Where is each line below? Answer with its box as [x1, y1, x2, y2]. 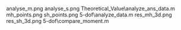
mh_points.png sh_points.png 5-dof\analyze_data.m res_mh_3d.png [6, 11, 172, 18]
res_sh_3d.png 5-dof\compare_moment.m [6, 18, 109, 24]
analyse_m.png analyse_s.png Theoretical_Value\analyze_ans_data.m [6, 5, 175, 12]
